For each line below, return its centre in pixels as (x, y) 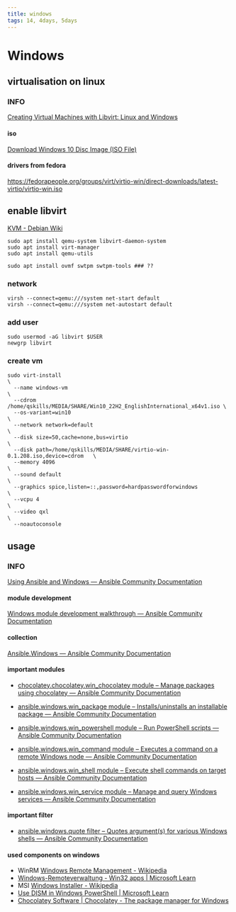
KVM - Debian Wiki (35, 228)
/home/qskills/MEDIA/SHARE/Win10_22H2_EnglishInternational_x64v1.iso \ (117, 407)
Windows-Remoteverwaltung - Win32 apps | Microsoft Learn (107, 878)
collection (22, 637)
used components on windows (54, 855)
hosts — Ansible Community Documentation (82, 777)
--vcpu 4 (27, 500)
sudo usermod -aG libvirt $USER (55, 337)
